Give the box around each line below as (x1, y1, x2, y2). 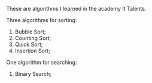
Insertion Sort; (14, 47, 51, 54)
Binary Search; (14, 70, 52, 77)
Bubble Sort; (14, 28, 46, 35)
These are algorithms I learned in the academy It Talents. (6, 5, 147, 12)
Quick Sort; (14, 41, 43, 48)
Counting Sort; (14, 35, 51, 41)
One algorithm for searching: (6, 59, 77, 66)
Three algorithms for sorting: (6, 17, 77, 23)
